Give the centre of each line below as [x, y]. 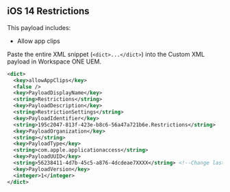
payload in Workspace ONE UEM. [54, 61]
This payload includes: [39, 27]
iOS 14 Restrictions [49, 11]
